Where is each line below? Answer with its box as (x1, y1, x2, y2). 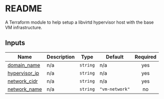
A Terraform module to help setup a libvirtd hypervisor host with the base (5, 19, 154, 25)
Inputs (5, 39, 26, 47)
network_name (7, 86, 42, 93)
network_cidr (7, 77, 38, 84)
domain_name (7, 62, 40, 68)
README (5, 3, 42, 14)
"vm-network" (99, 86, 131, 92)
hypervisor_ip (7, 69, 39, 76)
